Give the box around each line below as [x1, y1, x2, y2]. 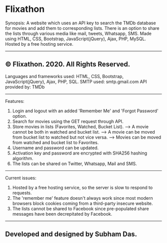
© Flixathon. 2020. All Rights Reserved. [5, 60, 131, 69]
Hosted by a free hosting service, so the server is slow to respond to [12, 184, 153, 190]
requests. [12, 190, 32, 196]
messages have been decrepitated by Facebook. [12, 211, 113, 217]
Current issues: [5, 175, 37, 181]
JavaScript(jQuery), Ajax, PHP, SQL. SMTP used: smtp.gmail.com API [5, 79, 147, 84]
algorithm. [12, 155, 33, 161]
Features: [5, 98, 25, 104]
